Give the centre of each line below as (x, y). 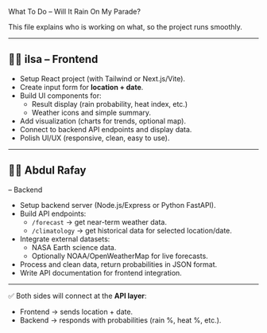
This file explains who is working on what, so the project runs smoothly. (125, 27)
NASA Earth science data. (74, 247)
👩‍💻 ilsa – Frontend (53, 59)
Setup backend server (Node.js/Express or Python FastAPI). (118, 205)
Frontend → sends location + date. (76, 311)
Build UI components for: (60, 96)
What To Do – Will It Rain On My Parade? (75, 12)
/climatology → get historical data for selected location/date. (132, 230)
